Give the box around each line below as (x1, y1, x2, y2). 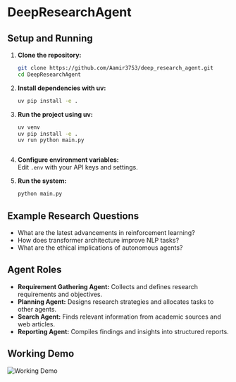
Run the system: (17, 177, 67, 185)
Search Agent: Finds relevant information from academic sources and (17, 312, 222, 321)
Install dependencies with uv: (17, 84, 106, 92)
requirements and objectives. (17, 290, 103, 298)
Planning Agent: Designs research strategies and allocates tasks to (17, 297, 214, 306)
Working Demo (7, 348, 75, 359)
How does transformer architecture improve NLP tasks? (17, 236, 180, 244)
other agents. (17, 305, 57, 313)
